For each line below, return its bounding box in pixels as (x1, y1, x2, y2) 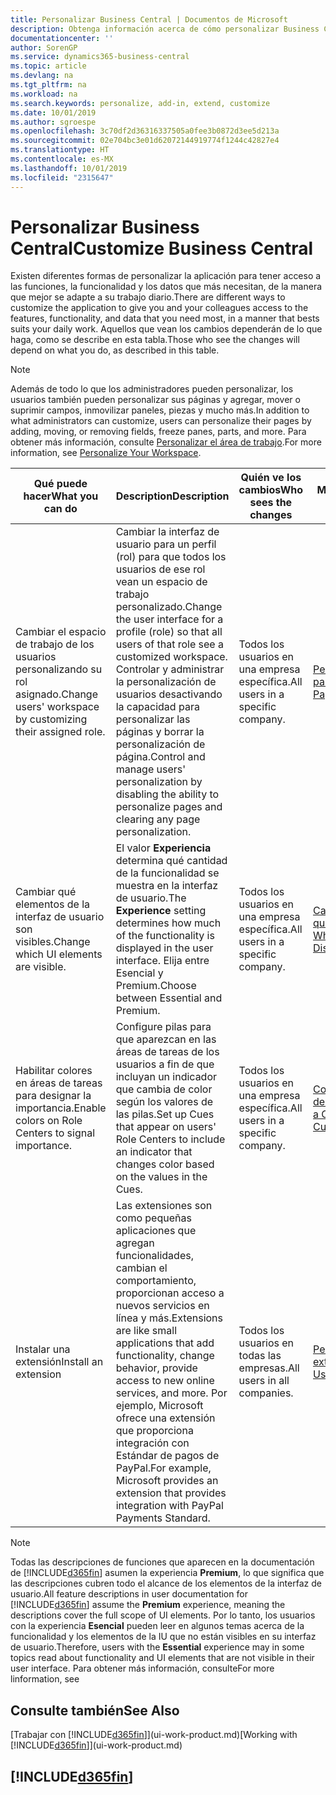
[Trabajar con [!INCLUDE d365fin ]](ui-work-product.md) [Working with (10, 1729, 298, 1741)
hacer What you (23, 489, 99, 503)
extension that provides (115, 1486, 227, 1500)
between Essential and (115, 991, 223, 1005)
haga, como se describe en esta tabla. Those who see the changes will (10, 334, 300, 346)
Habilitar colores (15, 1064, 93, 1078)
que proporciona (115, 1424, 194, 1438)
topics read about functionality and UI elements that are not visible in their (10, 1652, 315, 1664)
